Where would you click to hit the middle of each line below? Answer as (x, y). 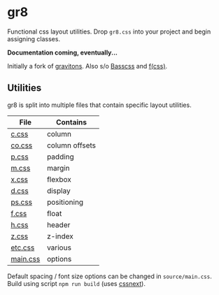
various (59, 247)
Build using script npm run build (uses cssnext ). (76, 283)
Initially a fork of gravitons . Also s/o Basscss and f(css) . (87, 66)
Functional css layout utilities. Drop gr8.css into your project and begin (109, 31)
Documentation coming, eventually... (62, 52)
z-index (60, 236)
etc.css (23, 247)
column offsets (71, 145)
